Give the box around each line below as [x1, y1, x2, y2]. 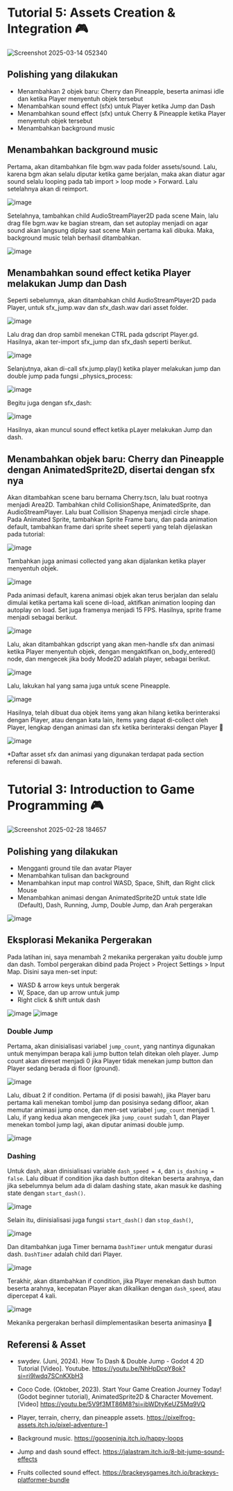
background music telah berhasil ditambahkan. [7, 234, 141, 242]
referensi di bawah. [7, 758, 62, 766]
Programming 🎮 [7, 798, 104, 814]
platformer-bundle [17, 1476, 70, 1484]
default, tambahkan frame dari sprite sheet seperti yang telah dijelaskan [7, 523, 213, 531]
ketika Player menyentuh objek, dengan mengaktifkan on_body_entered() [7, 647, 216, 656]
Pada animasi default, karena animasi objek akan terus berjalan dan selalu [7, 591, 218, 600]
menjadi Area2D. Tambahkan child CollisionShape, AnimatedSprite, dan [7, 500, 212, 509]
